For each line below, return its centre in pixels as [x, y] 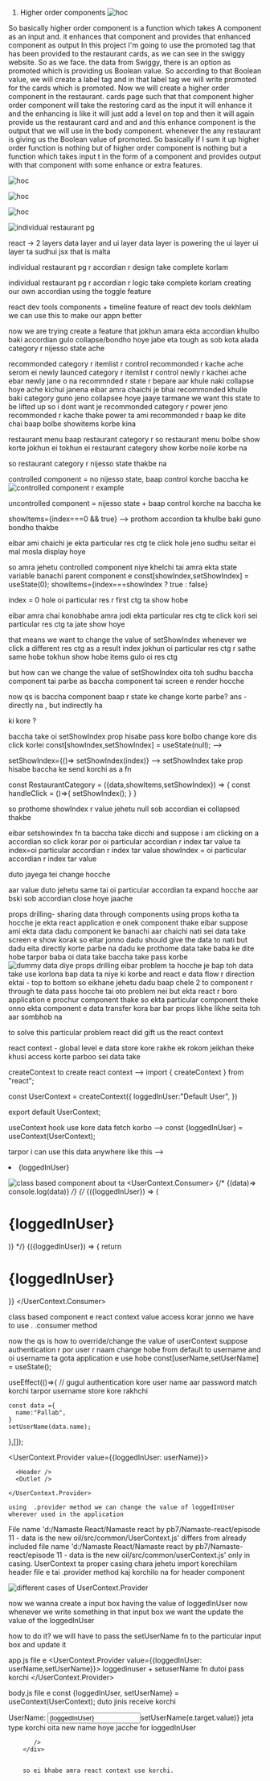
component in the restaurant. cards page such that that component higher [131, 96]
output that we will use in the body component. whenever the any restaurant [135, 130]
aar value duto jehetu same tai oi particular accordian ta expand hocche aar [133, 890]
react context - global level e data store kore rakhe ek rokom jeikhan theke [131, 1048]
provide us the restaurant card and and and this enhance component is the [132, 122]
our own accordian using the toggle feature [80, 291]
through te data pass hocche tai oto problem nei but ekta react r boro [123, 991]
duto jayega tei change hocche [59, 874]
